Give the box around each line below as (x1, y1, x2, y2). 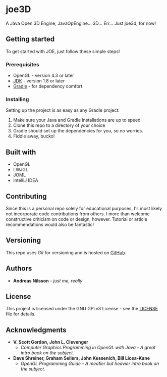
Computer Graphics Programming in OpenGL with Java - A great (20, 345, 156, 351)
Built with (6, 148, 36, 156)
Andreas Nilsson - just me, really (13, 277, 83, 284)
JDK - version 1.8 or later (13, 78, 65, 84)
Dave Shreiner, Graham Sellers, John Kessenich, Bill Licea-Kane (13, 355, 150, 361)
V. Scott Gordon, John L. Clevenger (13, 339, 89, 345)
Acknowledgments (6, 325, 67, 334)
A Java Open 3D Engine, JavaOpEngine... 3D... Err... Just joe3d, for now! (6, 20, 156, 26)
